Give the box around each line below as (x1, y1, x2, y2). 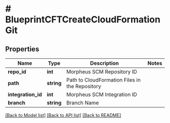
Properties (5, 45, 39, 53)
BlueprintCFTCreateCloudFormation (5, 14, 161, 25)
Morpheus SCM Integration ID (66, 91, 138, 98)
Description (90, 60, 119, 66)
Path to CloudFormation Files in (66, 76, 141, 84)
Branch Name (66, 99, 99, 106)
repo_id (8, 68, 26, 75)
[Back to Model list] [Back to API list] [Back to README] (5, 112, 121, 118)
